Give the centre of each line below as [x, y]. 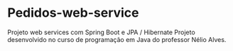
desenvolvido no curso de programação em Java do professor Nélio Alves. [117, 39]
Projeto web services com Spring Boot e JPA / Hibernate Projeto [101, 32]
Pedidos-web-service [74, 13]
